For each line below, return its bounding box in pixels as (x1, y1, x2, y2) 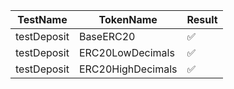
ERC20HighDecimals (78, 62, 178, 76)
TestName (17, 13, 68, 26)
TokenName (98, 13, 158, 26)
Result (186, 13, 218, 26)
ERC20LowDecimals (78, 46, 175, 59)
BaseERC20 (78, 30, 136, 43)
